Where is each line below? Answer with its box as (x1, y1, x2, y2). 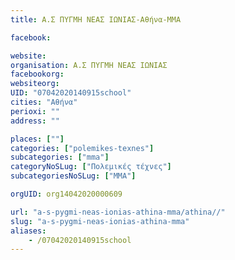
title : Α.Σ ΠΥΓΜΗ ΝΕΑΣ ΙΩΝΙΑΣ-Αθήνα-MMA (10, 14, 182, 25)
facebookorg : (10, 69, 65, 80)
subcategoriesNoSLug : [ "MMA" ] (10, 171, 137, 181)
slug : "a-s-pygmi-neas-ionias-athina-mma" (10, 216, 190, 226)
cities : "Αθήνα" (10, 97, 78, 107)
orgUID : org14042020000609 (10, 189, 123, 199)
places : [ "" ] (10, 134, 65, 144)
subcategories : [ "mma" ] (10, 152, 110, 163)
